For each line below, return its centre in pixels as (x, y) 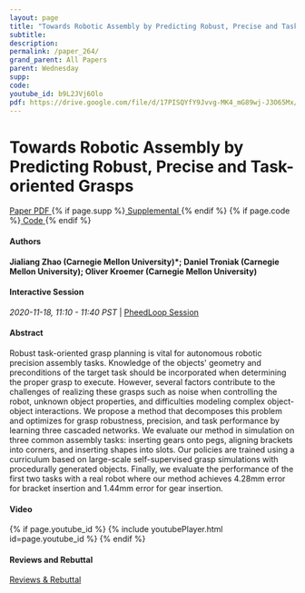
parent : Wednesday (44, 69)
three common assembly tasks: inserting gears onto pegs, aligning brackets (151, 440)
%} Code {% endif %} (50, 221)
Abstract (26, 333)
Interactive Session (47, 292)
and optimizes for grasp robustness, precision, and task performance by (144, 420)
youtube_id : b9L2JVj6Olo (56, 94)
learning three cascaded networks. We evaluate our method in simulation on (152, 430)
